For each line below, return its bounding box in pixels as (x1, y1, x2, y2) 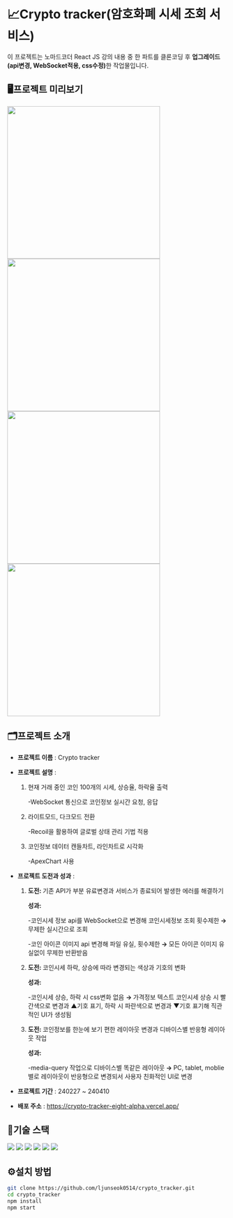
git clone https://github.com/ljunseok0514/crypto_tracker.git (7, 1185, 195, 1192)
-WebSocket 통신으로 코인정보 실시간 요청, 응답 (27, 798, 158, 806)
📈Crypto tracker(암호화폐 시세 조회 (7, 6, 207, 22)
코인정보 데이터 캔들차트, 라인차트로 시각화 (27, 842, 144, 851)
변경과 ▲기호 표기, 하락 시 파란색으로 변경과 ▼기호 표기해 (52, 1001, 210, 1010)
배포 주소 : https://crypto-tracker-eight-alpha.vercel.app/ (17, 1102, 179, 1110)
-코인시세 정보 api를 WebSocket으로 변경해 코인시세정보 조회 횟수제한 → (27, 916, 227, 924)
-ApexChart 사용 (27, 857, 75, 865)
